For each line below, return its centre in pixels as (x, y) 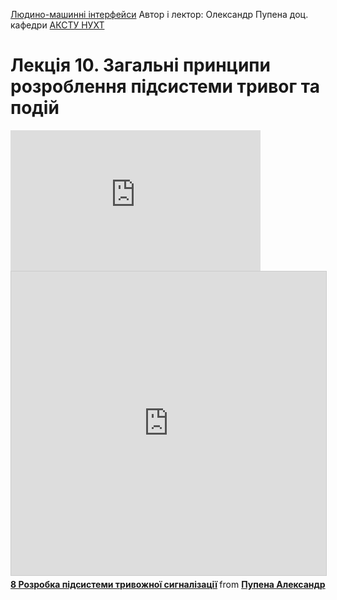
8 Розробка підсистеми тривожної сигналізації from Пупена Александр (168, 584)
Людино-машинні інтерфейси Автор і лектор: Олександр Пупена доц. (159, 14)
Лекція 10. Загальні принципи (140, 65)
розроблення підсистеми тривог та (165, 86)
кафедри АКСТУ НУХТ (57, 25)
